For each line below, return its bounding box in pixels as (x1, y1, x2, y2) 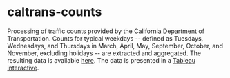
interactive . (7, 64, 39, 72)
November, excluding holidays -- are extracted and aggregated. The (7, 49, 202, 57)
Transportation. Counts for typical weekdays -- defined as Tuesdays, (7, 34, 204, 42)
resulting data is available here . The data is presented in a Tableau (7, 56, 195, 64)
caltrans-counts (7, 4, 102, 20)
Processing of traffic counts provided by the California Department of (7, 27, 205, 35)
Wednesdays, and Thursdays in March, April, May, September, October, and (7, 41, 223, 50)
